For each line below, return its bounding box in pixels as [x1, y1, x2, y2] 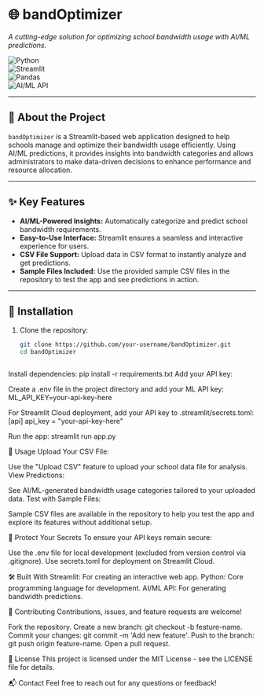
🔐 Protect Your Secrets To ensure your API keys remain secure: [8, 533, 212, 542]
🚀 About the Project [8, 111, 106, 124]
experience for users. [19, 241, 90, 251]
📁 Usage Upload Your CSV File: [8, 447, 110, 457]
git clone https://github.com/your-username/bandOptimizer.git [19, 340, 232, 349]
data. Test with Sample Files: [8, 494, 101, 504]
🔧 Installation [8, 304, 74, 318]
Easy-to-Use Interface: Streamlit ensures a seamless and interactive [19, 233, 244, 242]
